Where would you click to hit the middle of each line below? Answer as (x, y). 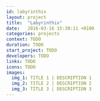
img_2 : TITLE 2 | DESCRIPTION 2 (52, 84)
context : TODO (24, 39)
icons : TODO (21, 67)
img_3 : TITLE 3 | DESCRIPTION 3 (52, 89)
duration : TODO (25, 45)
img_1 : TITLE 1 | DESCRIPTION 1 (52, 78)
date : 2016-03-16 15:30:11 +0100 (50, 28)
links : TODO (21, 61)
